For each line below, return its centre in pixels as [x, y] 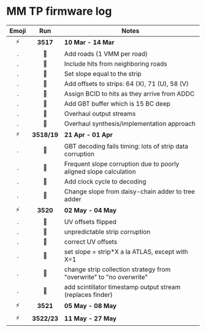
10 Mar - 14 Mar [89, 42]
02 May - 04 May [90, 210]
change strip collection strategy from [117, 269]
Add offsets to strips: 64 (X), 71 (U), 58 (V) [126, 83]
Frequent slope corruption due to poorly [122, 164]
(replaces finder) [88, 295]
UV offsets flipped [90, 222]
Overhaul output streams [100, 114]
